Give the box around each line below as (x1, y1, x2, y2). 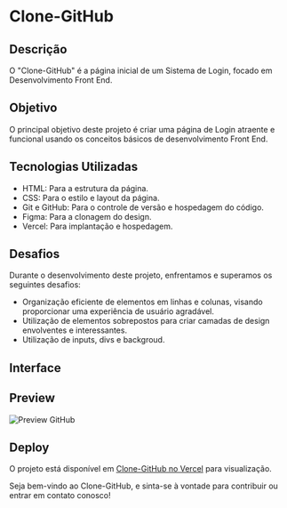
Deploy (9, 440, 50, 456)
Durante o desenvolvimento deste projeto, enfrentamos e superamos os (9, 270, 273, 281)
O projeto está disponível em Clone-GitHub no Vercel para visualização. (9, 464, 273, 474)
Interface (9, 360, 61, 375)
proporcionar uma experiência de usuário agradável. (21, 306, 215, 317)
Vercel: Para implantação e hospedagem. (21, 221, 173, 231)
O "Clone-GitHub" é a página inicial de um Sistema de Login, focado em (9, 65, 273, 76)
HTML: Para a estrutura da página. (21, 182, 149, 193)
